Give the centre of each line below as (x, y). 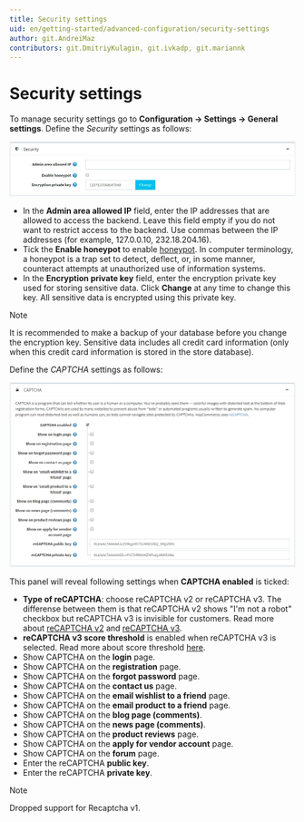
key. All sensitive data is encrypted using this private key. (129, 298)
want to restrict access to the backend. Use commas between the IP (150, 230)
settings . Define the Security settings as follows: (101, 129)
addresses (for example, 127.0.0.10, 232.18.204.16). (117, 240)
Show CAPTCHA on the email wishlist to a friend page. (126, 696)
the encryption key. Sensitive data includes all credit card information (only (149, 342)
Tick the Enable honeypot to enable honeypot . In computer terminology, (158, 250)
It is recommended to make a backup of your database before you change (148, 333)
